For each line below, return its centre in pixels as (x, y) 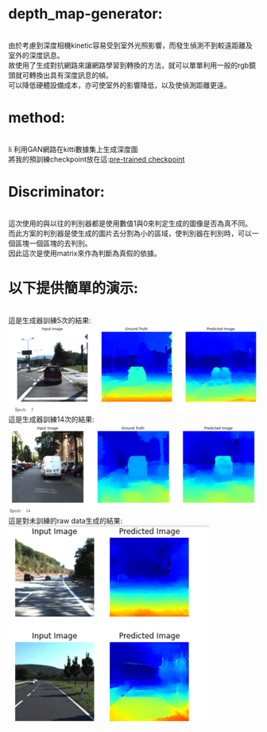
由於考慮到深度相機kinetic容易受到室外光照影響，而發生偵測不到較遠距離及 (130, 45)
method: (37, 118)
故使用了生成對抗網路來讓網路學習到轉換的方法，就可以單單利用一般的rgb (129, 65)
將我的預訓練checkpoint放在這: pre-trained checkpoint (97, 159)
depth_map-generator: (85, 14)
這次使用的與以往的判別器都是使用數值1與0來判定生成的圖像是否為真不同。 (130, 223)
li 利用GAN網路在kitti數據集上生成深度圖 (73, 149)
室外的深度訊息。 (36, 55)
